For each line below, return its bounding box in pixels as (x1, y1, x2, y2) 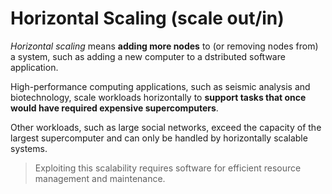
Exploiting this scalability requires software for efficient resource (34, 162, 302, 174)
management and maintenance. (34, 172, 166, 184)
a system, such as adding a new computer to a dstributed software (10, 50, 286, 62)
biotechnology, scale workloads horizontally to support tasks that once (10, 91, 307, 103)
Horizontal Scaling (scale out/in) (10, 7, 285, 30)
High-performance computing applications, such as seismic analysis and (10, 80, 311, 92)
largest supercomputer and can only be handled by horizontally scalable (10, 132, 308, 144)
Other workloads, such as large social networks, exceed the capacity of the (10, 121, 322, 133)
